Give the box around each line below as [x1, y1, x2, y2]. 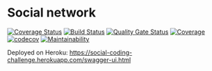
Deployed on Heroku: [7, 48, 68, 57]
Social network [7, 5, 96, 21]
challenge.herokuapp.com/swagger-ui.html [7, 55, 131, 63]
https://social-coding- [69, 48, 133, 57]
